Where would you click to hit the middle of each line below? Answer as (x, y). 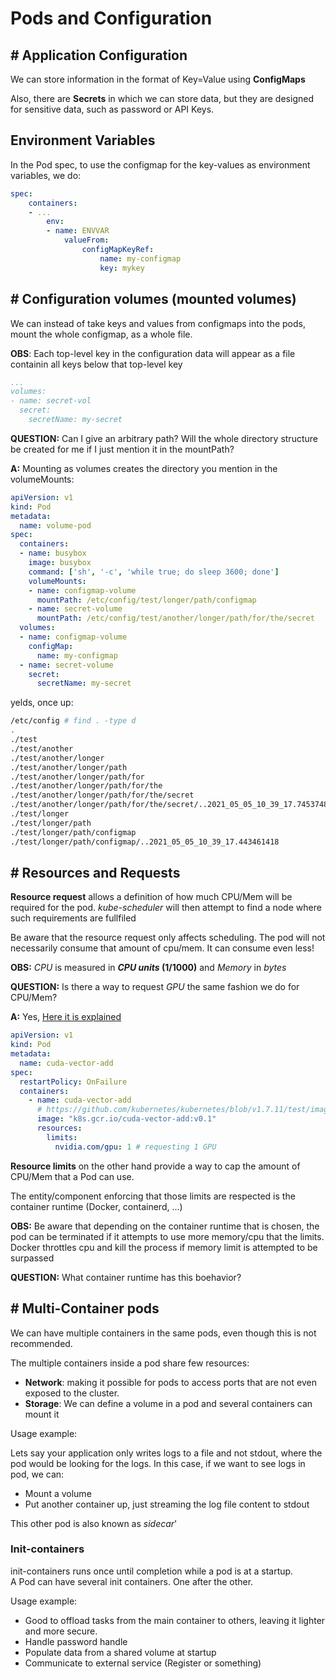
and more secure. (61, 1631)
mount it (42, 1414)
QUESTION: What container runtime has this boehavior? (126, 1277)
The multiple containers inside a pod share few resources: (130, 1363)
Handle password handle (76, 1641)
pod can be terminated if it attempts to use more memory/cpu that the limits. (167, 1236)
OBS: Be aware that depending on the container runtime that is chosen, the (165, 1226)
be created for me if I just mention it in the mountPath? (122, 449)
